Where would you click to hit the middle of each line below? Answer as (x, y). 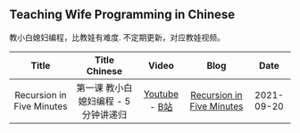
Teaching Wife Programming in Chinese (122, 15)
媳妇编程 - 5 (104, 101)
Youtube (161, 94)
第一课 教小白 (104, 87)
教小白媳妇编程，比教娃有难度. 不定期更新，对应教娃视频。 (117, 37)
